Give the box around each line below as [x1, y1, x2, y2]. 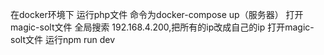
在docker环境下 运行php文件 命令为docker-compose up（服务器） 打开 [10, 9, 304, 20]
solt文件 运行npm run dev [10, 34, 116, 45]
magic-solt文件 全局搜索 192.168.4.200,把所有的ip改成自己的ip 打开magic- [10, 21, 315, 33]
